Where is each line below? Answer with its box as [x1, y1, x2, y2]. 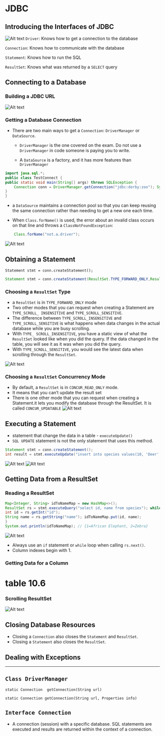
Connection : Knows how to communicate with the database [5, 45, 124, 51]
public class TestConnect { [5, 175, 63, 180]
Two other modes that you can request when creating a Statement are [12, 305, 154, 311]
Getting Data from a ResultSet [5, 475, 98, 484]
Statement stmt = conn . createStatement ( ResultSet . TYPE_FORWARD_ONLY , [5, 276, 151, 281]
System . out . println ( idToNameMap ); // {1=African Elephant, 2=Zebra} [5, 524, 148, 529]
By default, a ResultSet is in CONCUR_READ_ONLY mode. [12, 384, 119, 390]
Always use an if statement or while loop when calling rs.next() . [12, 542, 146, 548]
